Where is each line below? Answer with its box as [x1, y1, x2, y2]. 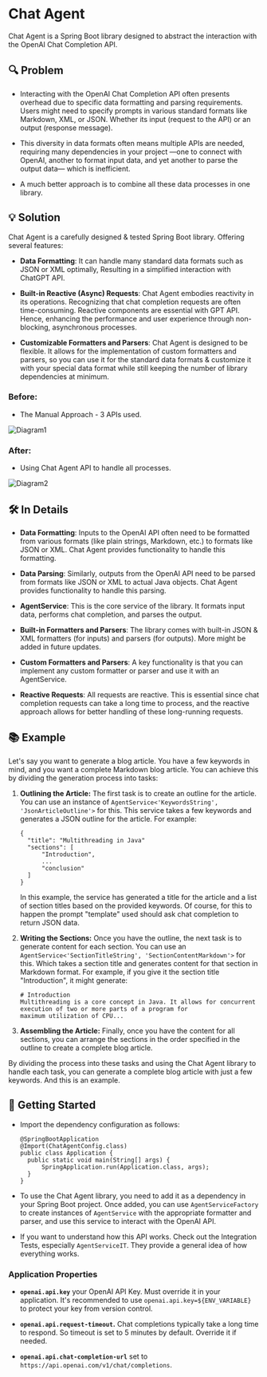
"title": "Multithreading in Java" [27, 836, 146, 844]
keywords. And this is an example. [8, 1075, 121, 1085]
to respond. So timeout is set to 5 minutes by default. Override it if [19, 1328, 237, 1337]
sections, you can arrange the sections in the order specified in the [19, 1034, 241, 1044]
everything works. [19, 1249, 80, 1258]
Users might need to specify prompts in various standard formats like [19, 105, 248, 116]
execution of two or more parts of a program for [19, 1004, 189, 1013]
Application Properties [8, 1268, 98, 1280]
